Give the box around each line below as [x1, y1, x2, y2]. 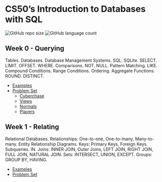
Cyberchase [19, 93, 45, 99]
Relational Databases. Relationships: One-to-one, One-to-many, [5, 136, 134, 142]
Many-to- [135, 136, 155, 142]
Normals [19, 103, 37, 109]
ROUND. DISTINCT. [5, 73, 45, 79]
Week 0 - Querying [5, 44, 65, 52]
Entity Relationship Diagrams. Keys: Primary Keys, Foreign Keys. [18, 141, 148, 147]
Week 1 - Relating [5, 123, 59, 131]
